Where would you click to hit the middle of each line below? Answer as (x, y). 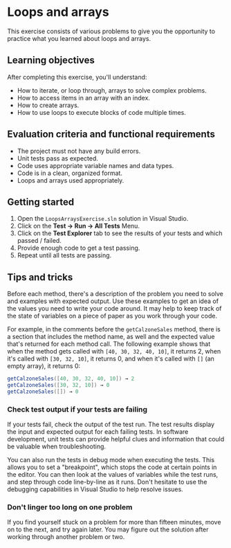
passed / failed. (39, 241)
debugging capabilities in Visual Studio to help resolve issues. (95, 489)
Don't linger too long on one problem (70, 507)
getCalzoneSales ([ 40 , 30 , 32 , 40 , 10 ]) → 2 (71, 379)
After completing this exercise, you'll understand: (77, 77)
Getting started (41, 202)
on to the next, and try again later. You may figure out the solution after (108, 529)
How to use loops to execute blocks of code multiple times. (102, 112)
